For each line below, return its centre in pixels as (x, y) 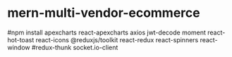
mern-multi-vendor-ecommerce (104, 13)
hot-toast (21, 39)
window (19, 47)
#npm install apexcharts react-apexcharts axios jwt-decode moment (107, 32)
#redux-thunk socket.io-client (75, 47)
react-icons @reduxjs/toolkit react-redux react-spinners (117, 39)
